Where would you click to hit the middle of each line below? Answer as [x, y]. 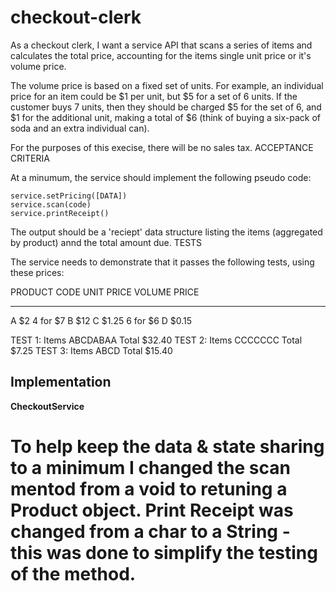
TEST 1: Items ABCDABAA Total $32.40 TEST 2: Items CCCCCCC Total [156, 340]
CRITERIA [30, 158]
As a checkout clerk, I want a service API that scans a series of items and [161, 45]
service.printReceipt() [60, 213]
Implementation [61, 382]
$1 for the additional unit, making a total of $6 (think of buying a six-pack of [166, 117]
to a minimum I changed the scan [150, 467]
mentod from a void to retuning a [149, 488]
